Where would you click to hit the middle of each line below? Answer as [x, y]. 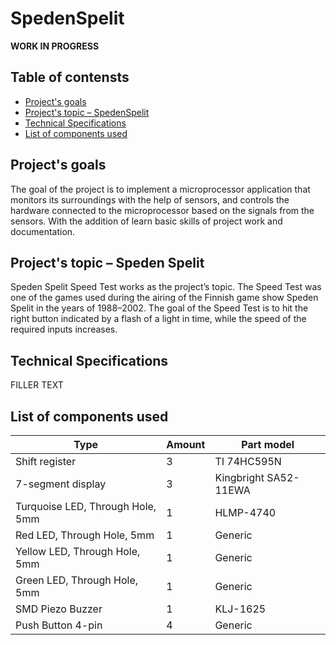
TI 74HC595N [248, 461]
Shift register [46, 461]
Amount [186, 444]
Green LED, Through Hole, [77, 580]
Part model [268, 444]
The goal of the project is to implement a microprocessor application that [160, 189]
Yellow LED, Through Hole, [78, 551]
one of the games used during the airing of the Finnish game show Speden [164, 298]
